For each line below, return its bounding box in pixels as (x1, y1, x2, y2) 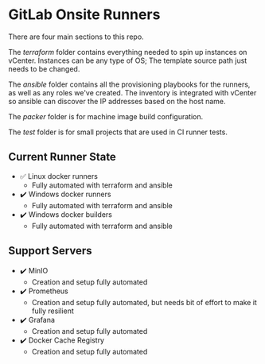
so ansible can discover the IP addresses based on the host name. (8, 96, 226, 106)
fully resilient (31, 306, 74, 316)
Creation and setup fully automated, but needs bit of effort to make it (31, 297, 257, 307)
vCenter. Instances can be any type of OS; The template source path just (8, 56, 247, 65)
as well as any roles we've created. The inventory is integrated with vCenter (8, 87, 257, 97)
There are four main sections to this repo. (8, 32, 145, 41)
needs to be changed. (8, 64, 80, 73)
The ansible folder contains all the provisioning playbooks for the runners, (8, 79, 251, 89)
